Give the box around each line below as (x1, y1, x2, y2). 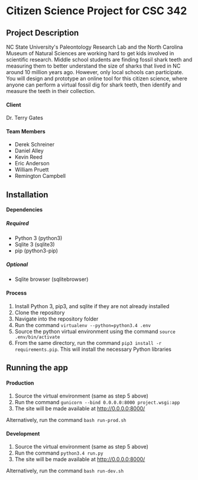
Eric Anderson (14, 160, 50, 167)
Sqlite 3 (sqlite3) (14, 241, 55, 248)
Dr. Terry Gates (6, 114, 43, 121)
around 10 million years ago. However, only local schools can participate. (6, 69, 184, 75)
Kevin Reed (14, 153, 43, 161)
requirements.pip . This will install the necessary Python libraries (14, 345, 171, 353)
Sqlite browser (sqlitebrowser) (14, 276, 89, 283)
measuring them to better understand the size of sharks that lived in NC (6, 62, 181, 69)
